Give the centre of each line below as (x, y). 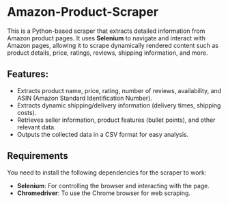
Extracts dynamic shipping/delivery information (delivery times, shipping (119, 105)
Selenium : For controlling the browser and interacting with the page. (113, 186)
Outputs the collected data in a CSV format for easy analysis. (103, 134)
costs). (27, 112)
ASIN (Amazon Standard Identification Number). (84, 98)
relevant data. (36, 127)
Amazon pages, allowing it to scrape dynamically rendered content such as (113, 45)
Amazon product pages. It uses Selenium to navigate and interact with (106, 38)
